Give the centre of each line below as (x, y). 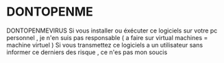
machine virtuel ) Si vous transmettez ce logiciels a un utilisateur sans (105, 45)
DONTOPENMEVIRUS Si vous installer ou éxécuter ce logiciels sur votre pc (112, 30)
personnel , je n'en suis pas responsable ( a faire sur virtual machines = (107, 37)
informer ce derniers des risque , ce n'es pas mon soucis (87, 52)
